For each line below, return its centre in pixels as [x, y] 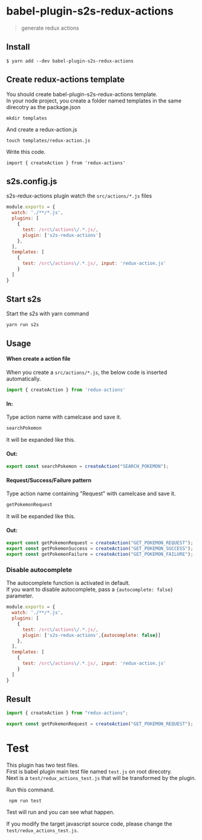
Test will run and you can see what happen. [60, 812]
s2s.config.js [32, 181]
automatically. [24, 379]
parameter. [20, 596]
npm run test [25, 801]
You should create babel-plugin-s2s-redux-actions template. [82, 94]
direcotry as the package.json [43, 107]
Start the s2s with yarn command [48, 314]
